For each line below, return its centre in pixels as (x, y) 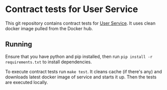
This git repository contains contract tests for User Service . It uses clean (80, 23)
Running (19, 44)
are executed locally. (27, 82)
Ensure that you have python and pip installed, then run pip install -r (79, 56)
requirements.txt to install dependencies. (49, 62)
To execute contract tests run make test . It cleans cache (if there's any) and (83, 71)
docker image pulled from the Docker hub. (49, 28)
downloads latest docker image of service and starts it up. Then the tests (81, 77)
